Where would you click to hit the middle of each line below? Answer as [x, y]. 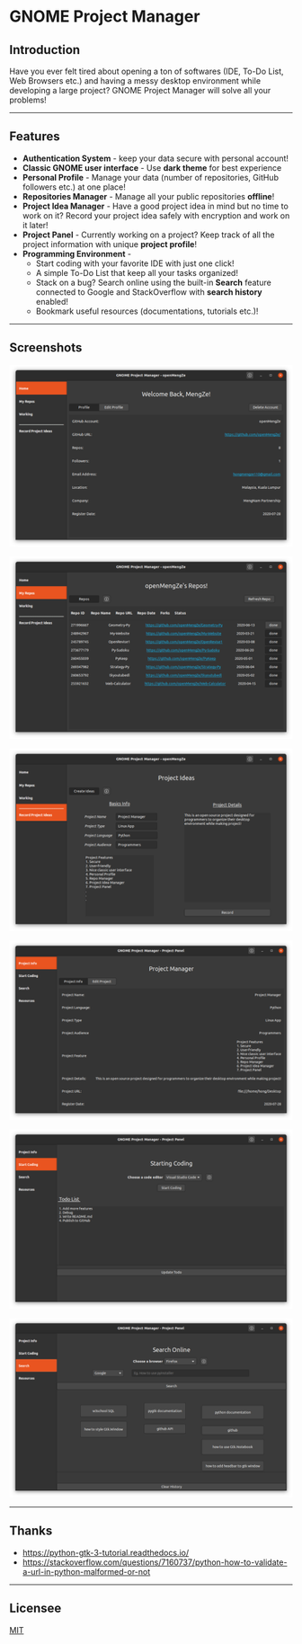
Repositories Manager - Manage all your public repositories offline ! [148, 196]
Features [35, 137]
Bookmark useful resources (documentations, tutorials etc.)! [147, 311]
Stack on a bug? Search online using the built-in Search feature [153, 282]
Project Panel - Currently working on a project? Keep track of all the [148, 235]
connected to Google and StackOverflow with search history [149, 292]
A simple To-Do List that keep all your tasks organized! [137, 272]
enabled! [52, 301]
